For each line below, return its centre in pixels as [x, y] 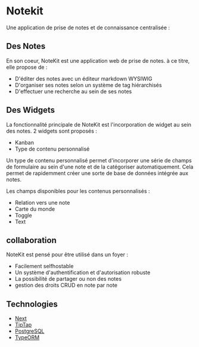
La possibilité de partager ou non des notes [68, 279]
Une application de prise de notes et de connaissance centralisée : [88, 27]
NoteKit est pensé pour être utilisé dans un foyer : [67, 254]
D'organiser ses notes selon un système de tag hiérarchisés [88, 85]
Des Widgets [31, 110]
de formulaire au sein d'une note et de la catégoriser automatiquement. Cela [100, 167]
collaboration [31, 240]
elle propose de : [27, 67]
